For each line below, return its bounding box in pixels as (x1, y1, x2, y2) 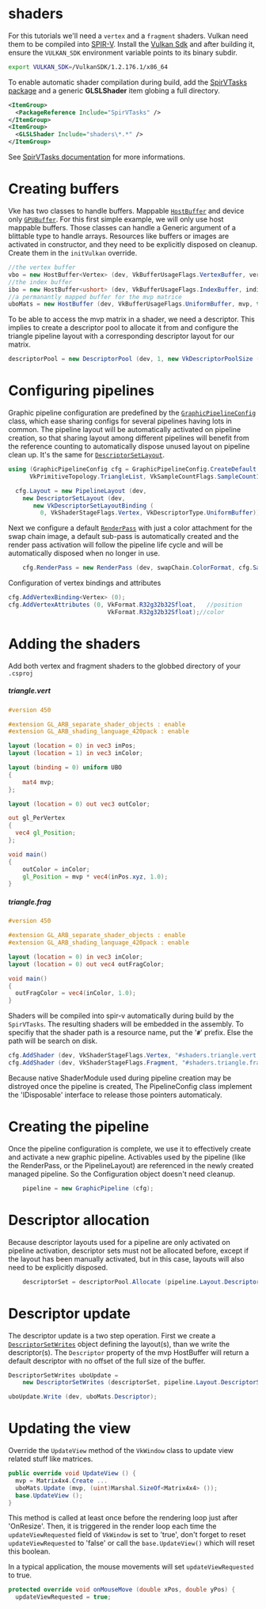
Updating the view (8, 1420, 131, 1437)
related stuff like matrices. (8, 1454, 93, 1464)
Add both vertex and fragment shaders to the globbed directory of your (8, 661, 241, 670)
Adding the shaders (8, 635, 141, 653)
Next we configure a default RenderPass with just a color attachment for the (8, 523, 253, 533)
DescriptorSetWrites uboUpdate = (8, 1371, 119, 1379)
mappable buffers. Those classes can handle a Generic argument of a (8, 223, 236, 232)
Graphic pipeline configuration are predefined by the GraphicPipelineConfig (8, 408, 256, 418)
